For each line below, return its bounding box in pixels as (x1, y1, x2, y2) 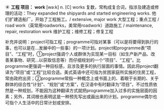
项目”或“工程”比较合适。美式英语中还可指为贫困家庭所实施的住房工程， (15, 70, 159, 75)
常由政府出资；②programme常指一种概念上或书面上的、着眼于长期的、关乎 (5, 75, 159, 81)
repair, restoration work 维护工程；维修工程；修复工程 (5, 29, 114, 34)
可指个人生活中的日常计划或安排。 (5, 100, 74, 106)
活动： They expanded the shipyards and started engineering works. (13, 10, 151, 16)
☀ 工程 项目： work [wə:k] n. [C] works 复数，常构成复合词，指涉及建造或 (5, 4, 155, 10)
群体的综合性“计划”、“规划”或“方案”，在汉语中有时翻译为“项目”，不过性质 (5, 82, 153, 87)
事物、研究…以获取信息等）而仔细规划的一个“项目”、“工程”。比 (13, 57, 141, 63)
